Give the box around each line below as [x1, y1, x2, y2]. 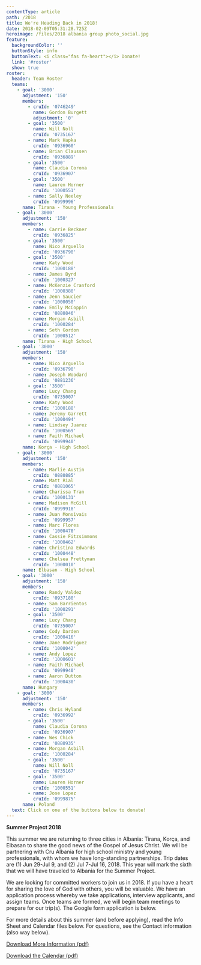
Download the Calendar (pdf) [6, 952, 79, 959]
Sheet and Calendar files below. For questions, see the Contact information [6, 922, 192, 930]
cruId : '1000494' [32, 416, 77, 422]
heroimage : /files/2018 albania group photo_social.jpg [6, 31, 149, 37]
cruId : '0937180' [32, 595, 77, 601]
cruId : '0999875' [32, 796, 77, 802]
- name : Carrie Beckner [28, 226, 87, 232]
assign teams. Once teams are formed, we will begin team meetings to [6, 898, 181, 905]
